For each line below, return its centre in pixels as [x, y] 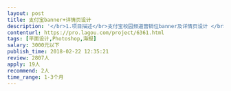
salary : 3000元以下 [33, 45]
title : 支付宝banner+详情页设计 [49, 20]
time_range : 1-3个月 [35, 77]
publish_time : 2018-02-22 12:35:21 [58, 52]
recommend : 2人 [28, 70]
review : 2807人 [28, 58]
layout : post [26, 13]
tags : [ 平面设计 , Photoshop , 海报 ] [52, 39]
